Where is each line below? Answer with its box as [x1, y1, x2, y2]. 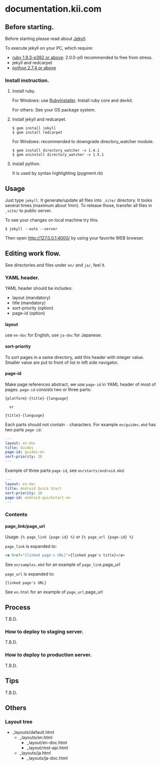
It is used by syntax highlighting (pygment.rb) [12, 170, 103, 176]
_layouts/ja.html [19, 750, 51, 756]
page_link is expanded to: [5, 543, 57, 549]
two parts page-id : [5, 427, 42, 432]
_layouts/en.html [19, 734, 53, 741]
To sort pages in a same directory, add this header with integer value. [5, 354, 144, 360]
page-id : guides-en [5, 449, 45, 455]
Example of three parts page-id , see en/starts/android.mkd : [5, 467, 125, 473]
